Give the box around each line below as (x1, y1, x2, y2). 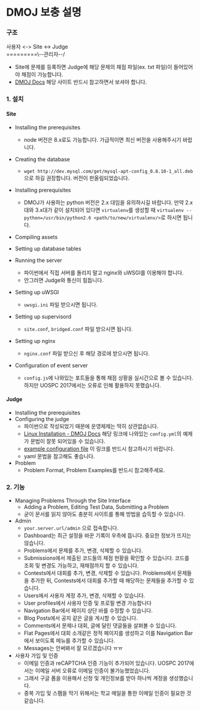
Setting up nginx (14, 337, 56, 344)
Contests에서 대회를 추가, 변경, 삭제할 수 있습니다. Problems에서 (23, 569, 176, 577)
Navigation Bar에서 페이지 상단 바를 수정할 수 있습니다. (23, 607, 153, 614)
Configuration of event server (14, 362, 88, 369)
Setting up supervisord (14, 313, 72, 320)
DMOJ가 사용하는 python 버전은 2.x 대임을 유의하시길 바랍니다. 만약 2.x (23, 199, 193, 206)
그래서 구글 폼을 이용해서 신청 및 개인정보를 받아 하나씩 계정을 (23, 675, 168, 682)
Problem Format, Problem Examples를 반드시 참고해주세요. (23, 466, 165, 473)
